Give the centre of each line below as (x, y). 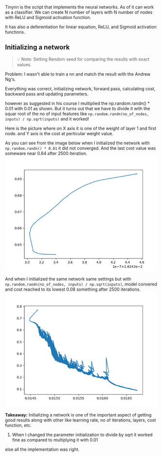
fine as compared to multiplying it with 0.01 (55, 440)
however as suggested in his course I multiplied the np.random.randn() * (77, 103)
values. (24, 64)
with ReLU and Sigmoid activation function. (48, 17)
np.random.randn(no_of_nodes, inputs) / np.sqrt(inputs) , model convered (81, 284)
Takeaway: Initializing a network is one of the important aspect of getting (78, 415)
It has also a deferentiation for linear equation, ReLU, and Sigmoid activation (81, 27)
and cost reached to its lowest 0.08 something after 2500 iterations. (73, 289)
